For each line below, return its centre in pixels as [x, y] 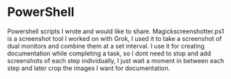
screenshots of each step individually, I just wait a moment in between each [116, 60]
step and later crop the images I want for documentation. [89, 68]
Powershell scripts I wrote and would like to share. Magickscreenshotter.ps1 [116, 31]
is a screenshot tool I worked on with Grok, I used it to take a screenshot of [114, 38]
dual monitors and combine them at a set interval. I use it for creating [106, 46]
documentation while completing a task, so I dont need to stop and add [109, 53]
